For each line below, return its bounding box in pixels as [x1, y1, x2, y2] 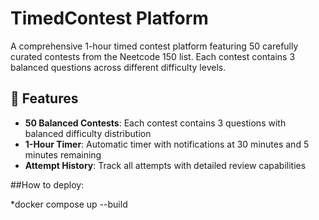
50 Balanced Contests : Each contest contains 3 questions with [24, 117, 287, 129]
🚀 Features [10, 90, 79, 107]
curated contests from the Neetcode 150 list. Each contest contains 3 [10, 50, 296, 62]
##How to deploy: [10, 178, 85, 191]
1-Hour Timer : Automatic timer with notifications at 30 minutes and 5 [24, 138, 310, 150]
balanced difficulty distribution [24, 127, 152, 139]
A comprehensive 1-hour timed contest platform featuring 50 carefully [10, 40, 299, 52]
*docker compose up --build [10, 198, 128, 210]
